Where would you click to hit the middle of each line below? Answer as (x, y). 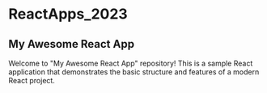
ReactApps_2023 (68, 14)
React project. (32, 80)
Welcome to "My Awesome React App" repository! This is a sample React (131, 63)
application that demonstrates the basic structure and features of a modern (134, 72)
